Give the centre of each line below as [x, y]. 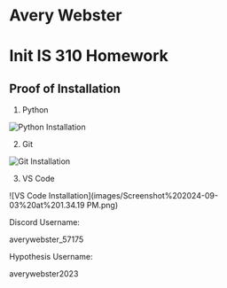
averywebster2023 [44, 274]
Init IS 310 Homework [89, 56]
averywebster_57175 [47, 239]
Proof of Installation [65, 88]
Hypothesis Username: [51, 257]
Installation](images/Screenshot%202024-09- [133, 196]
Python [35, 110]
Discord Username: [44, 222]
